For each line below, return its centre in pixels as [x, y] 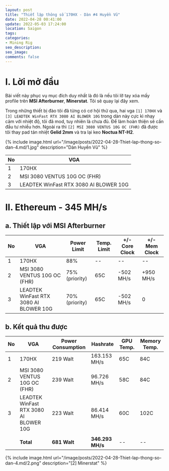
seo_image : [17, 52]
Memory [150, 341]
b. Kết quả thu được [36, 327]
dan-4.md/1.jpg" [22, 147]
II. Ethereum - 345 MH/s [56, 207]
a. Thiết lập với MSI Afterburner [55, 226]
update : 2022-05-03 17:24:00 [36, 24]
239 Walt [63, 380]
